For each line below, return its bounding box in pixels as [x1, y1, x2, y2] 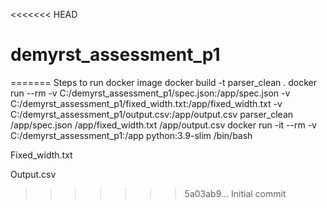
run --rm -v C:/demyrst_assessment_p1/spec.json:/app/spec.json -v [10, 87, 291, 99]
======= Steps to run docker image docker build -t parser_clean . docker [10, 76, 318, 88]
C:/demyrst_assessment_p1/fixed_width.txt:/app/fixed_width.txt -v [10, 97, 283, 109]
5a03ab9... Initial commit [184, 187, 287, 199]
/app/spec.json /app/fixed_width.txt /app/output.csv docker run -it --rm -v [10, 119, 317, 131]
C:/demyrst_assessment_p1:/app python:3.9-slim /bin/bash [10, 129, 253, 141]
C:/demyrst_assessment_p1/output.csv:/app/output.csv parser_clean [10, 108, 294, 120]
